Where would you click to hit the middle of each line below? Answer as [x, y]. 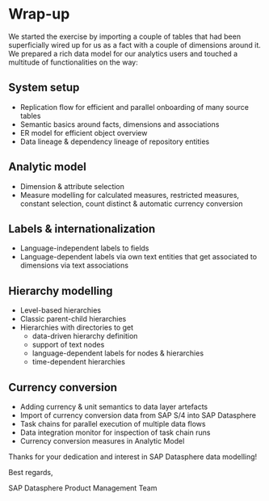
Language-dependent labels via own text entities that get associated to [138, 257]
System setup [44, 88]
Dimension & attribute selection [72, 186]
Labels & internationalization [82, 228]
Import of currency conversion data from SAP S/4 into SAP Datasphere [138, 415]
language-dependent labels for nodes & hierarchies [118, 353]
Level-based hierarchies [61, 310]
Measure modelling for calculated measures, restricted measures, [130, 195]
